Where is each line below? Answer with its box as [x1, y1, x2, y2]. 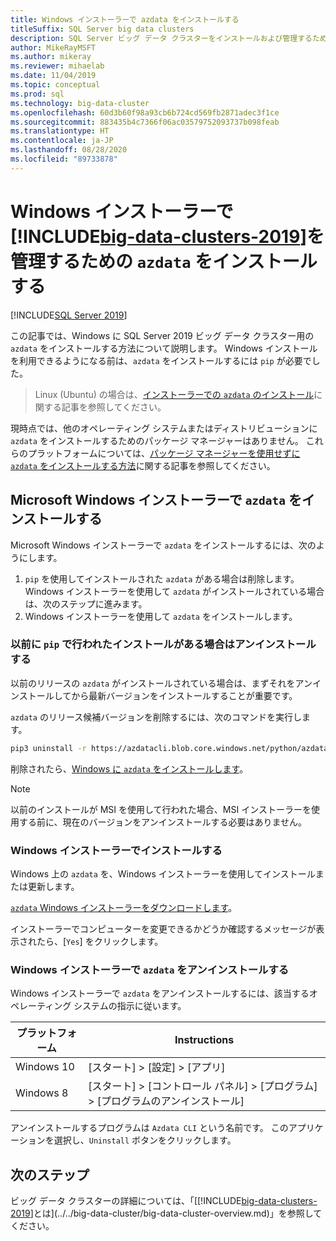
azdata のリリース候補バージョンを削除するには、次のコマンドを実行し [10, 711, 302, 723]
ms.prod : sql [10, 89, 65, 99]
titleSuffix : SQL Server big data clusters [10, 24, 195, 34]
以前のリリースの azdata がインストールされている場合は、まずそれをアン [10, 677, 313, 689]
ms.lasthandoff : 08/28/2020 [10, 145, 128, 155]
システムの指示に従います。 [73, 1000, 187, 1012]
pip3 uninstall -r [10, 743, 87, 753]
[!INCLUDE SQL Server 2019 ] [10, 309, 128, 321]
